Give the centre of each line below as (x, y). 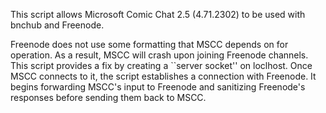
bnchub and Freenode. (57, 25)
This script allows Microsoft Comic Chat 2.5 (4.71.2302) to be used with (158, 14)
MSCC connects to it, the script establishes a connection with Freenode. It (163, 76)
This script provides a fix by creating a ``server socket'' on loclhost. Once (161, 65)
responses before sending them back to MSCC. (108, 97)
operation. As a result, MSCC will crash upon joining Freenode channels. (159, 55)
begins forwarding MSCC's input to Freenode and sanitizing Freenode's (158, 87)
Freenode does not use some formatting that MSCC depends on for (149, 44)
